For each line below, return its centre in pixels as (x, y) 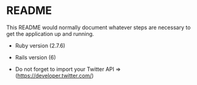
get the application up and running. (50, 33)
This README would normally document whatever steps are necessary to (98, 27)
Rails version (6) (36, 57)
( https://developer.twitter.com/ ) (54, 75)
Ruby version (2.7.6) (40, 46)
